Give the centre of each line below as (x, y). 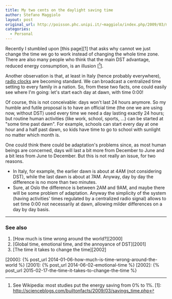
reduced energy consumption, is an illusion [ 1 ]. (55, 66)
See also (16, 228)
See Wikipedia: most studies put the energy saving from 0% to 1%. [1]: (87, 285)
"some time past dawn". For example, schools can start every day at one (82, 124)
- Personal (21, 34)
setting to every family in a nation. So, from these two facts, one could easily (86, 87)
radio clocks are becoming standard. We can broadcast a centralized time (83, 81)
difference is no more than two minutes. (55, 182)
